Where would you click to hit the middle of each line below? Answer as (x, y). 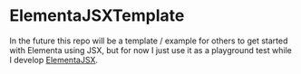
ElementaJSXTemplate (97, 16)
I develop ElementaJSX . (53, 60)
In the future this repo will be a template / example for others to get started (149, 41)
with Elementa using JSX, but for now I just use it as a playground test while (150, 50)
